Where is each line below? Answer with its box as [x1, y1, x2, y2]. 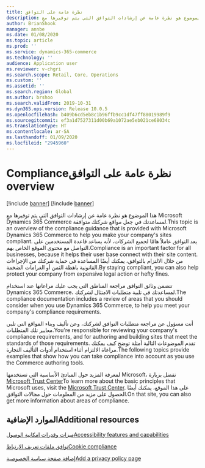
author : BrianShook [6, 20, 56, 26]
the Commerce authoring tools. [6, 359, 85, 366]
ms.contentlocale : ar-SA [6, 129, 70, 135]
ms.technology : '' [6, 55, 53, 61]
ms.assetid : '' [6, 83, 45, 89]
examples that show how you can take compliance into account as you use [6, 352, 195, 360]
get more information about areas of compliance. [6, 396, 129, 404]
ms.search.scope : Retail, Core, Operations [6, 72, 119, 78]
